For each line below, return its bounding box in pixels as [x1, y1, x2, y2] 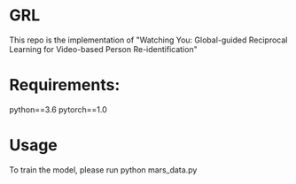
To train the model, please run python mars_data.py [9, 165, 198, 175]
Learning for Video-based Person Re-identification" [9, 43, 198, 54]
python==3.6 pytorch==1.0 [9, 103, 108, 115]
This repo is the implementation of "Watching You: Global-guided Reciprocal [9, 34, 288, 45]
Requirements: [9, 75, 121, 96]
